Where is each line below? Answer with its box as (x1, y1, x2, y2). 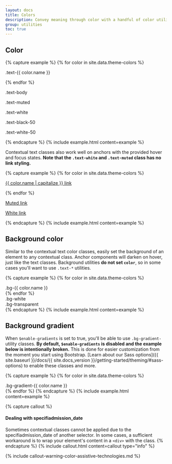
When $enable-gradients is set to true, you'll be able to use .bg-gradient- (5, 335, 162, 341)
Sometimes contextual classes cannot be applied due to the (5, 426, 132, 433)
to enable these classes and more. (24, 362, 96, 368)
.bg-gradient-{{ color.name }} (5, 382, 68, 388)
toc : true (5, 27, 27, 32)
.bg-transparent (5, 301, 39, 307)
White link (5, 209, 27, 216)
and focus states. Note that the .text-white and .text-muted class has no (5, 154, 161, 160)
